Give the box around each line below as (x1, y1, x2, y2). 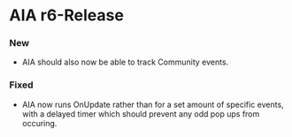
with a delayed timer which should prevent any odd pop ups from (21, 108, 260, 119)
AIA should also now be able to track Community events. (21, 57, 229, 67)
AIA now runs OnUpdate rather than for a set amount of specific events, (21, 99, 285, 110)
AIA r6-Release (9, 5, 124, 26)
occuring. (21, 118, 58, 128)
